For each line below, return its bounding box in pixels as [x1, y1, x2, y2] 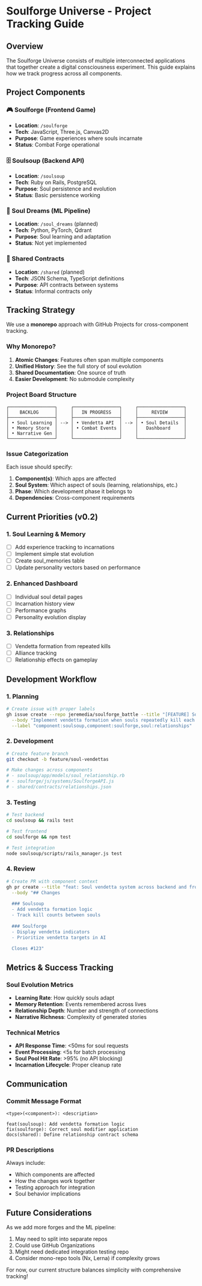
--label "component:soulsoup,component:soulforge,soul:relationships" [11, 722, 192, 729]
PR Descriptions [6, 1146, 54, 1154]
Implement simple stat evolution [14, 550, 94, 558]
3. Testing [6, 798, 36, 806]
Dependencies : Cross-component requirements [14, 494, 135, 502]
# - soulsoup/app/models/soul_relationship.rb [6, 773, 125, 779]
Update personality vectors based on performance [14, 564, 141, 571]
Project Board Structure [6, 390, 77, 399]
